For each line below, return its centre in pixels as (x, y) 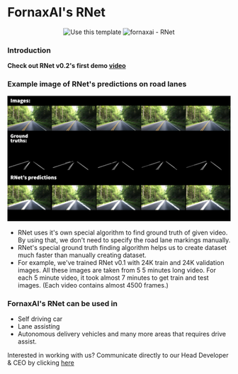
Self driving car (40, 319)
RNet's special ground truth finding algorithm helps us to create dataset (122, 248)
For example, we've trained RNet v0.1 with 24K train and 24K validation (121, 263)
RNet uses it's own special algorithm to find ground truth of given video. (123, 233)
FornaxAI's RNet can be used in (63, 303)
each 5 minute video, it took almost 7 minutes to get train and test (113, 278)
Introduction (29, 50)
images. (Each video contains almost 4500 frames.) (93, 285)
